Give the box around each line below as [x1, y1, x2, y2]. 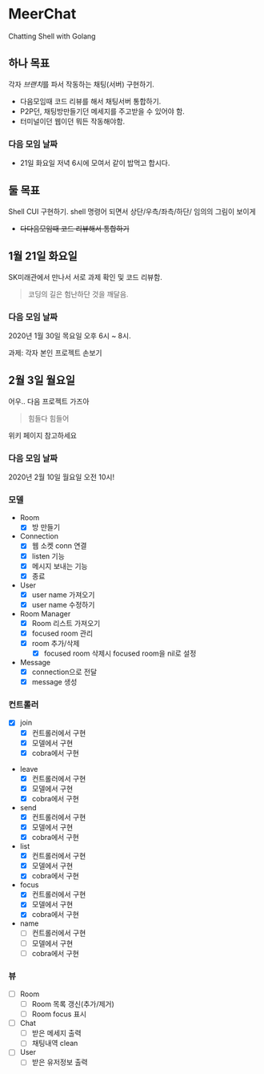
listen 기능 [31, 551, 66, 561]
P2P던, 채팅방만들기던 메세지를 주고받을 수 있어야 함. [19, 106, 186, 116]
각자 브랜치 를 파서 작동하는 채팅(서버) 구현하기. [8, 79, 154, 89]
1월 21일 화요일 [8, 249, 78, 263]
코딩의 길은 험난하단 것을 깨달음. [27, 289, 129, 299]
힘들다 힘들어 [27, 414, 70, 423]
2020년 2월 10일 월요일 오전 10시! [8, 472, 114, 482]
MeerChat [8, 5, 77, 23]
